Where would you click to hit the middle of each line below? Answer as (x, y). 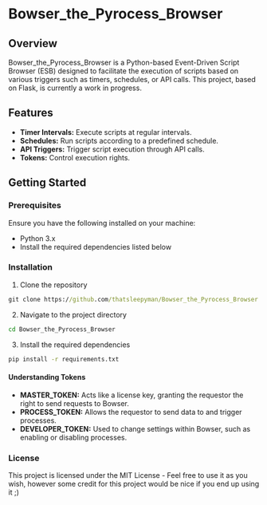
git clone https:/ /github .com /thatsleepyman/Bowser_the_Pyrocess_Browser (133, 299)
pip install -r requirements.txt (64, 359)
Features (31, 113)
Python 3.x (37, 238)
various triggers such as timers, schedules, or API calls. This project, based (132, 79)
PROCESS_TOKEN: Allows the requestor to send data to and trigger (131, 412)
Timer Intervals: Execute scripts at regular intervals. (106, 132)
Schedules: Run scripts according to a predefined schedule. (119, 140)
